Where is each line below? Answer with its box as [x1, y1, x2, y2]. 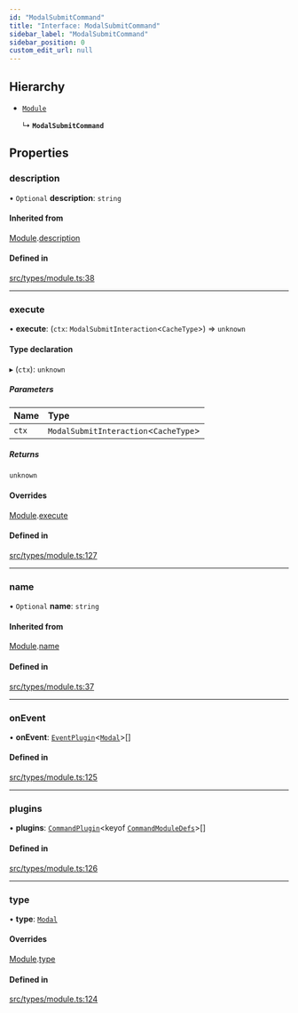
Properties [9, 146, 69, 161]
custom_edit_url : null [9, 46, 93, 55]
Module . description [9, 232, 81, 243]
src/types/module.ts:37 [9, 681, 95, 692]
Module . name [9, 641, 60, 652]
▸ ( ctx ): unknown [9, 364, 66, 374]
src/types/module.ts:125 [9, 772, 98, 783]
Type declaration [9, 343, 74, 354]
